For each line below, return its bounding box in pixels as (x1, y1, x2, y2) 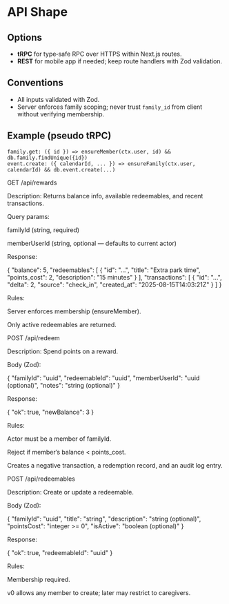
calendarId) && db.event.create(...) (7, 166, 116, 173)
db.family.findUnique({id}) (7, 154, 88, 161)
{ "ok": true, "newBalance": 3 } (7, 408, 94, 416)
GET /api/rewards (7, 178, 57, 187)
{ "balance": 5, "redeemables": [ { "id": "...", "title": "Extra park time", (7, 266, 201, 274)
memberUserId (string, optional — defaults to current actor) (7, 239, 177, 247)
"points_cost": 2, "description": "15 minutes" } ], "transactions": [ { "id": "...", (7, 273, 222, 281)
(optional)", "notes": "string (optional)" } (7, 381, 121, 389)
